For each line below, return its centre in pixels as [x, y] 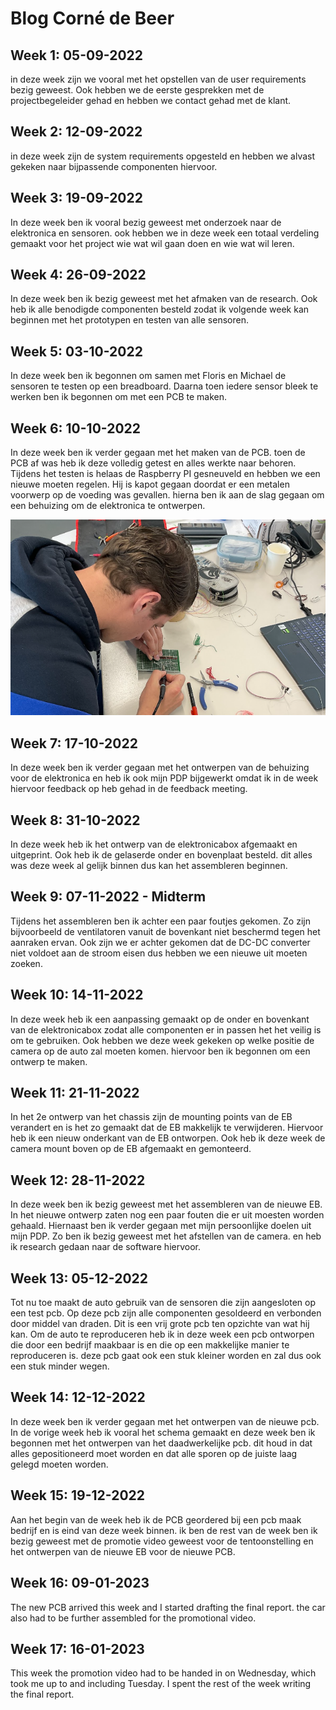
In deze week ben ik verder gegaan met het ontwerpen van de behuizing [160, 768]
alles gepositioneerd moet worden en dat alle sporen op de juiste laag [154, 1453]
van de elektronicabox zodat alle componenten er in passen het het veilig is [166, 1029]
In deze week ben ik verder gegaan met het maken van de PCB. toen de [158, 453]
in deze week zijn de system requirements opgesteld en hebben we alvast [163, 156]
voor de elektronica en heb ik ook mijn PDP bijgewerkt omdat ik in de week [164, 778]
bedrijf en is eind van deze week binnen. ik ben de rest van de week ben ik [164, 1530]
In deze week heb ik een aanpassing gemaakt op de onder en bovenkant [160, 1019]
